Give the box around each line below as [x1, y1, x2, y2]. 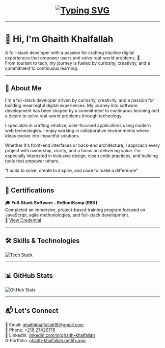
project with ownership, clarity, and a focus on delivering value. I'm [5, 147, 141, 153]
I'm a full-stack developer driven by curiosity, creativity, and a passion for [5, 97, 154, 103]
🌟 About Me [5, 84, 42, 93]
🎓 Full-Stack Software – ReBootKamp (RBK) [5, 199, 98, 206]
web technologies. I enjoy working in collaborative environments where [5, 128, 149, 134]
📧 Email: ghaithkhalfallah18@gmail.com [5, 321, 84, 327]
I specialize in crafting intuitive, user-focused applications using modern [5, 122, 151, 128]
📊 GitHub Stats [5, 271, 53, 280]
